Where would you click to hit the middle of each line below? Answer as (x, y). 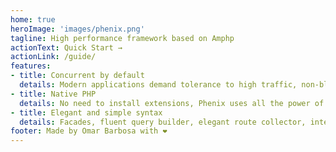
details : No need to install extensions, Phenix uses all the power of (172, 103)
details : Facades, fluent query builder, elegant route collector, (163, 122)
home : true (33, 19)
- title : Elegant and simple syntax (86, 112)
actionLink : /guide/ (53, 57)
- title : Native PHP (53, 94)
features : (31, 66)
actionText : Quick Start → (66, 47)
